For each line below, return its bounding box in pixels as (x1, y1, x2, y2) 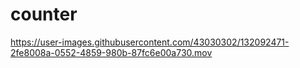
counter (10, 3, 78, 26)
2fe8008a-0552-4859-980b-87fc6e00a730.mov (10, 46, 213, 58)
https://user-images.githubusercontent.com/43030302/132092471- (10, 36, 290, 48)
